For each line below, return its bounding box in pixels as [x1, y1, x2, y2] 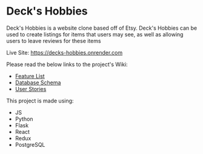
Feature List [15, 72, 45, 79]
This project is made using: [6, 97, 74, 104]
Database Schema [15, 79, 61, 86]
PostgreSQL [15, 141, 45, 148]
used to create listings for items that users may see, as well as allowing [6, 30, 184, 38]
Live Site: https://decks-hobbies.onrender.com [6, 49, 123, 56]
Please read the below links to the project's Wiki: [6, 61, 128, 68]
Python [15, 115, 33, 122]
